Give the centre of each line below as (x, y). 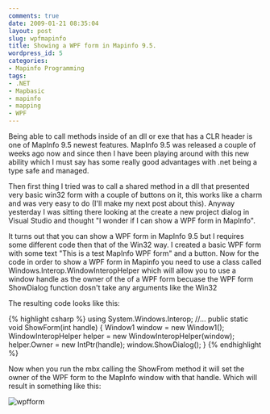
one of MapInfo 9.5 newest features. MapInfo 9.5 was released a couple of (132, 145)
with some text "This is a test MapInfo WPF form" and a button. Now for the (134, 253)
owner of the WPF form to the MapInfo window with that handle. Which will (133, 377)
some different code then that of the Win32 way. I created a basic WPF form (135, 245)
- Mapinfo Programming (46, 69)
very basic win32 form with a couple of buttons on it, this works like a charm (135, 195)
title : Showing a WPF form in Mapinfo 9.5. (83, 46)
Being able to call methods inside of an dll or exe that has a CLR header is (131, 136)
